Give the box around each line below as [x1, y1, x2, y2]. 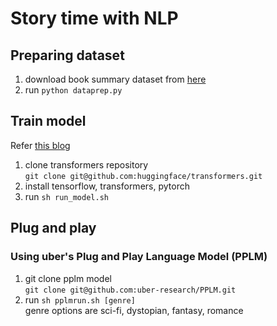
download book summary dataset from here [24, 73, 207, 85]
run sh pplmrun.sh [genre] [24, 293, 136, 306]
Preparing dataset [10, 47, 125, 64]
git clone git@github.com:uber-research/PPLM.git [24, 285, 237, 295]
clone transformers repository [24, 158, 149, 171]
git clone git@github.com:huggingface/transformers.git [24, 171, 263, 181]
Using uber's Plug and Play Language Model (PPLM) [10, 250, 268, 264]
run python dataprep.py [24, 84, 123, 96]
